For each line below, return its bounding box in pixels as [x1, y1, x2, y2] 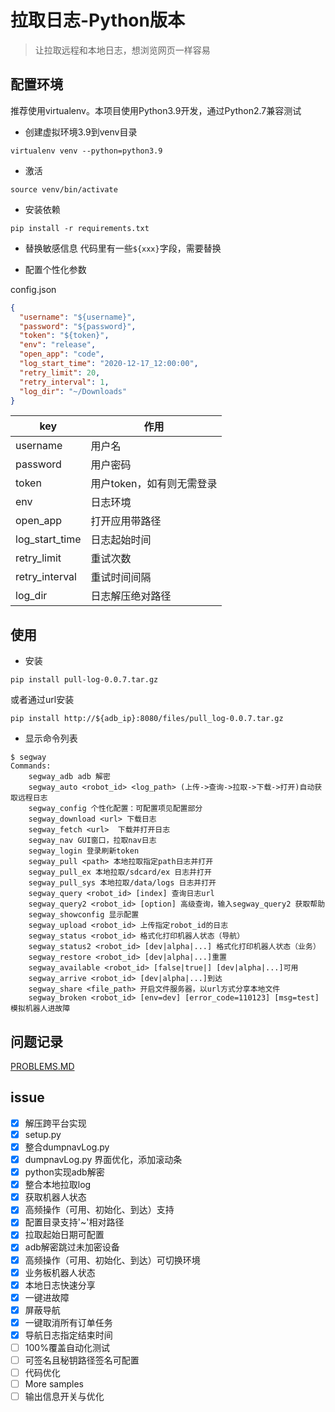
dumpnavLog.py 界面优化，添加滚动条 [24, 1154, 183, 1165]
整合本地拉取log [24, 1179, 92, 1191]
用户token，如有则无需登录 [90, 477, 218, 491]
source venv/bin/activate [10, 184, 118, 195]
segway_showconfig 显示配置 [28, 910, 140, 920]
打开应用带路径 [90, 514, 162, 528]
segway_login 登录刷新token [28, 846, 140, 856]
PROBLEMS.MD [10, 1061, 75, 1072]
